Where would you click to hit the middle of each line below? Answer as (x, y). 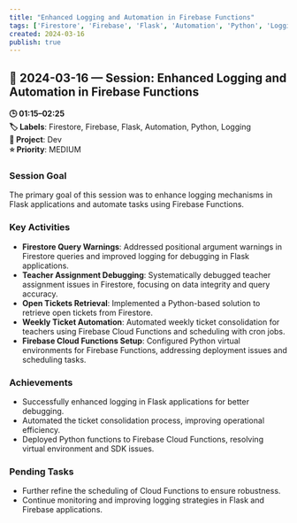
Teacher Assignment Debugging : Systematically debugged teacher (146, 274)
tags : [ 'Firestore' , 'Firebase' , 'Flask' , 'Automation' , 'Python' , (136, 26)
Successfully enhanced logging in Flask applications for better (136, 401)
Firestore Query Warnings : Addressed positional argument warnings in (152, 246)
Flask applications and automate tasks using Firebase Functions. (127, 204)
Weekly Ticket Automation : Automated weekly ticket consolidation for (151, 322)
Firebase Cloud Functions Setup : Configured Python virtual (131, 341)
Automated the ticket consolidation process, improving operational (143, 420)
